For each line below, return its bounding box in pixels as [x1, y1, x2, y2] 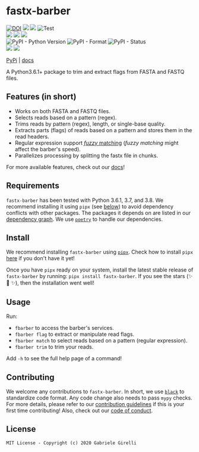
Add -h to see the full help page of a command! [6, 355, 122, 362]
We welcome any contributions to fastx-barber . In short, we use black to [6, 388, 185, 395]
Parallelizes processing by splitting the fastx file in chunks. [14, 152, 159, 159]
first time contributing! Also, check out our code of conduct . [6, 407, 153, 414]
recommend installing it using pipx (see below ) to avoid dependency [6, 202, 174, 210]
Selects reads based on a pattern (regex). [14, 114, 117, 121]
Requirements [6, 180, 59, 191]
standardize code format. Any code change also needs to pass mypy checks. [6, 394, 192, 401]
